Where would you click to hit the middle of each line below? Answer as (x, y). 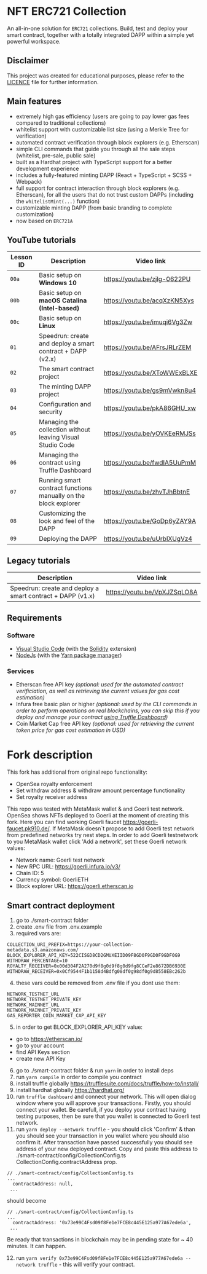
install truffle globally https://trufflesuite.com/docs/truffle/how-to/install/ (107, 1083)
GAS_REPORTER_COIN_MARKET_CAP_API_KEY (57, 1015)
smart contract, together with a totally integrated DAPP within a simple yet (100, 34)
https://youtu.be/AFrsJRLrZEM (147, 347)
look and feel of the (66, 521)
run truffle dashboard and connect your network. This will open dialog (106, 1096)
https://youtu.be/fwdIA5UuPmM (150, 463)
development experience (47, 168)
